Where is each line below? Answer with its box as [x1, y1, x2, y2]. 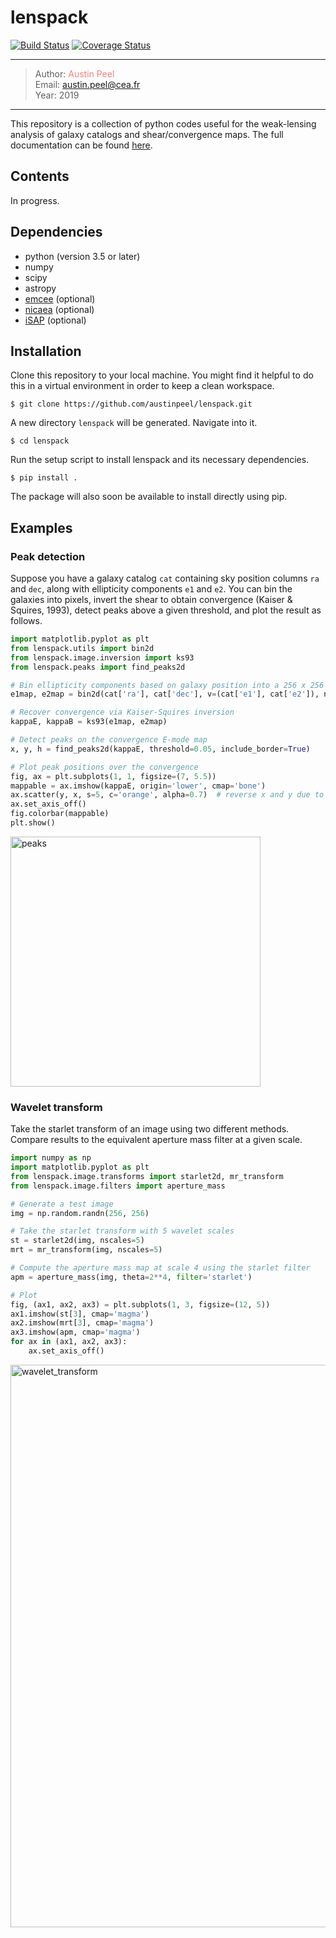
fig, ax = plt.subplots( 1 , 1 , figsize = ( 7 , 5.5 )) [10, 771, 217, 781]
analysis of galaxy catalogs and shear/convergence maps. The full [10, 128, 284, 140]
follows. [10, 615, 43, 627]
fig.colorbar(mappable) [10, 809, 110, 819]
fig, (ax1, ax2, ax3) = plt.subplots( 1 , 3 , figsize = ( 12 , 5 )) [10, 1299, 271, 1310]
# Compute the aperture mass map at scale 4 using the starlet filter [10, 1263, 311, 1273]
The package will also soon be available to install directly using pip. [10, 491, 288, 503]
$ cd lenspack [10, 436, 70, 446]
